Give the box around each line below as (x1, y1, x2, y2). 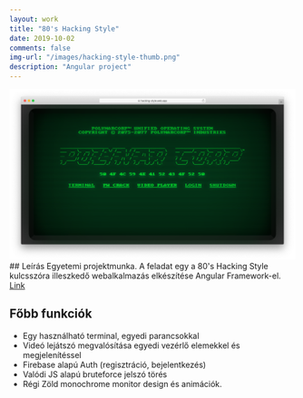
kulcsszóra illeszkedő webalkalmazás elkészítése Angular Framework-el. (9, 270, 281, 281)
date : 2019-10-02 (9, 34, 75, 43)
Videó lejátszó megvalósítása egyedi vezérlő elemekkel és (22, 340, 240, 351)
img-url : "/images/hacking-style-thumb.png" (9, 53, 181, 63)
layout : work (9, 15, 59, 24)
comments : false (9, 44, 71, 53)
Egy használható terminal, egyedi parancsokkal (22, 330, 200, 341)
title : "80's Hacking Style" (9, 24, 120, 34)
